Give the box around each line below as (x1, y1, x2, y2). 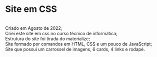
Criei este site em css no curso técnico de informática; (5, 30, 117, 36)
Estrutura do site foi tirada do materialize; (5, 36, 90, 42)
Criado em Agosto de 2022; (5, 25, 62, 31)
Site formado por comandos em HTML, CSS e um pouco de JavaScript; (5, 41, 152, 47)
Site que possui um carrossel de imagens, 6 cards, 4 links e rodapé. (5, 46, 145, 52)
